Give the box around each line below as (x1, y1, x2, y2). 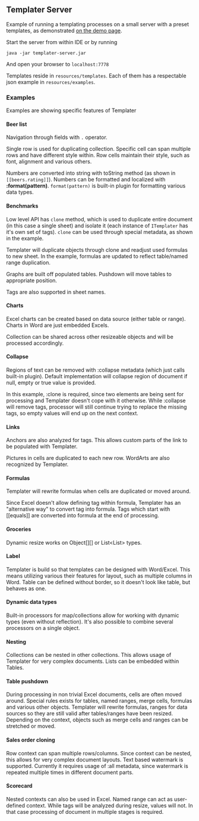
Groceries (6, 525, 31, 533)
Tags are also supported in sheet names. (6, 288, 106, 295)
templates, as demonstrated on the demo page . (6, 27, 122, 34)
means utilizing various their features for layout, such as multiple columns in (6, 572, 192, 579)
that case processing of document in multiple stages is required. (6, 808, 164, 815)
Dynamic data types (6, 598, 57, 606)
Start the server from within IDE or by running (6, 38, 118, 45)
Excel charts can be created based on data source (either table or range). (6, 315, 186, 322)
